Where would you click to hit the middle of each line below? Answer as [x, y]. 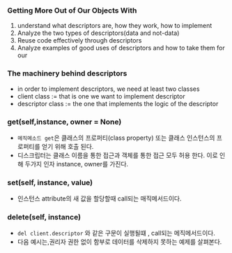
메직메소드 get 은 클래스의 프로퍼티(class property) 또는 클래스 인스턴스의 [116, 138]
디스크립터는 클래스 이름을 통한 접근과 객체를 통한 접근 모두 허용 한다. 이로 [117, 155]
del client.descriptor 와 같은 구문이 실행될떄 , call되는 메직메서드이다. [116, 233]
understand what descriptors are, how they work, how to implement [115, 26]
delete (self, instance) [44, 217]
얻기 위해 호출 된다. [68, 146]
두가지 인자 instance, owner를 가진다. [77, 164]
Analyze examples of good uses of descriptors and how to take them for [121, 48]
